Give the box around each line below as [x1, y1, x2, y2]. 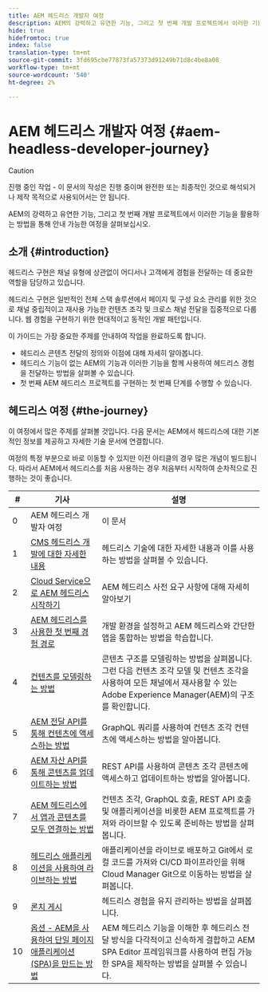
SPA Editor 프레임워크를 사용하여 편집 [101, 947, 236, 958]
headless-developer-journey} [8, 140, 210, 158]
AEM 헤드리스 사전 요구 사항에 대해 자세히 [101, 581, 250, 592]
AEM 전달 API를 [30, 716, 88, 727]
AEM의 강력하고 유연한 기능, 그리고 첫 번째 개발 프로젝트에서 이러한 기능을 [8, 209, 238, 219]
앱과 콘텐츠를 [39, 812, 87, 823]
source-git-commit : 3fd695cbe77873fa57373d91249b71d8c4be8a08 [8, 57, 219, 65]
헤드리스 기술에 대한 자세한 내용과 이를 [101, 543, 238, 554]
